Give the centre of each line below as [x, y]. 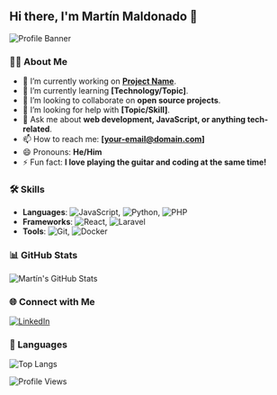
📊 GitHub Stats [44, 256]
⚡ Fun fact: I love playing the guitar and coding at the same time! [144, 162]
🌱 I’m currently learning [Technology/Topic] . [105, 91]
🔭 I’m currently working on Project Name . [99, 81]
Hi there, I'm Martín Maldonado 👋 [103, 17]
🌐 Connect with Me [53, 301]
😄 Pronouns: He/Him [62, 152]
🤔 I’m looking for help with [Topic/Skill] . [96, 110]
